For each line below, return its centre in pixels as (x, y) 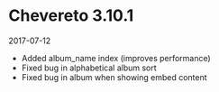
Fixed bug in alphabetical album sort (89, 68)
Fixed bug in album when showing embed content (114, 77)
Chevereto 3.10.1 (71, 16)
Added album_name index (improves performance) (116, 58)
